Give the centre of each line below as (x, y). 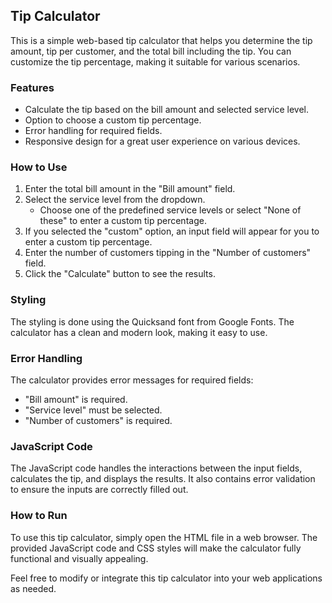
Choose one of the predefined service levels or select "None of (170, 210)
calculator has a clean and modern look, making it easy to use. (139, 332)
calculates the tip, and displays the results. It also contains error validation (163, 479)
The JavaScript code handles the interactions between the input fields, (156, 468)
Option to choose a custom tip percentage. (113, 120)
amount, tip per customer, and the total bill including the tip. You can (151, 51)
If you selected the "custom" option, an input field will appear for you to (172, 231)
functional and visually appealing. (79, 558)
